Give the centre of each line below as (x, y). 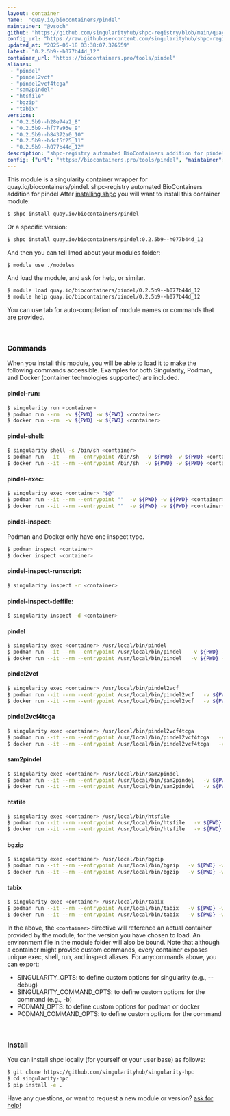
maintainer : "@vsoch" (38, 26)
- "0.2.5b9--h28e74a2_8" (45, 122)
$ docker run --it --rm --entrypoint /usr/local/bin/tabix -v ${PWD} (111, 915)
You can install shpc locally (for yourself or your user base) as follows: (106, 1060)
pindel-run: (24, 394)
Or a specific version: (37, 227)
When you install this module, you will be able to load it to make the (102, 363)
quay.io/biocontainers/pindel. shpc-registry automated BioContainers (105, 186)
